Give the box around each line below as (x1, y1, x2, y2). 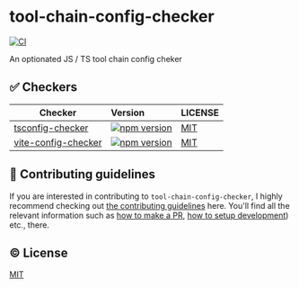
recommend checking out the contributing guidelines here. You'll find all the (9, 200, 290, 211)
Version (110, 106, 145, 119)
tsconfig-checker (13, 121, 89, 134)
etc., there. (9, 219, 49, 230)
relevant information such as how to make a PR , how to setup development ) (9, 210, 289, 220)
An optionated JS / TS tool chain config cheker (9, 53, 182, 64)
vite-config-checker (13, 136, 102, 148)
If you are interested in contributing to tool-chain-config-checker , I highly (9, 191, 283, 202)
